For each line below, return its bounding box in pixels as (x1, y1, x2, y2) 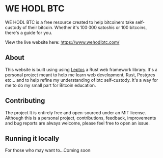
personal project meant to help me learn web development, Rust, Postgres (5, 72, 156, 78)
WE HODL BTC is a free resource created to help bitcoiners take (5, 19, 135, 25)
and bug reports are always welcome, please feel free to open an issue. (5, 120, 150, 126)
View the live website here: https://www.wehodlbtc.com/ (5, 39, 120, 45)
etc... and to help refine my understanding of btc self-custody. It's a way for (5, 77, 159, 83)
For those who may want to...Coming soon (5, 147, 91, 153)
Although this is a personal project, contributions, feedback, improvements (5, 115, 156, 121)
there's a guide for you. (5, 30, 53, 35)
